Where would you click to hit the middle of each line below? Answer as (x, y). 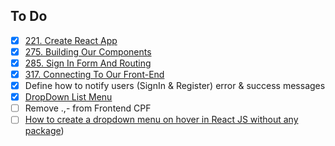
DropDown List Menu (68, 97)
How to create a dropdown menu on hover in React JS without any (161, 120)
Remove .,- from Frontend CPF (88, 108)
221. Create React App (71, 40)
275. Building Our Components (88, 51)
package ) (44, 131)
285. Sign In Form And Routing (88, 63)
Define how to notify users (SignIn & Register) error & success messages (175, 86)
